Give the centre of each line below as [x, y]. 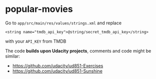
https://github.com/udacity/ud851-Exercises [58, 66]
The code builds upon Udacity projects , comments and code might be [78, 51]
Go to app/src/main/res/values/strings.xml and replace [63, 23]
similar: [12, 56]
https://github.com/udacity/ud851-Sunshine [57, 71]
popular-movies [39, 9]
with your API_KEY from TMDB [36, 41]
